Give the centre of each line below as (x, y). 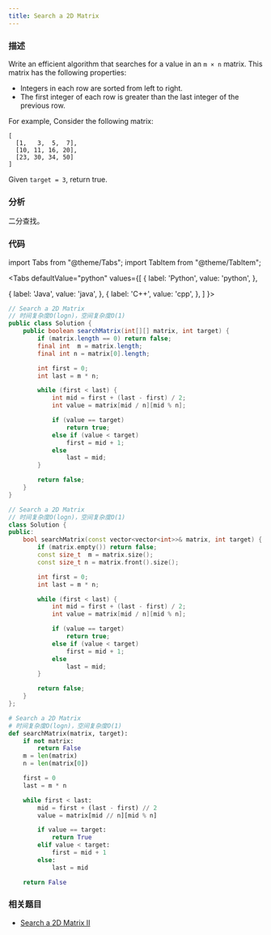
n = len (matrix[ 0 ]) (56, 764)
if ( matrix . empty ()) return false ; (97, 548)
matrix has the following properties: (68, 72)
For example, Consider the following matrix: (81, 121)
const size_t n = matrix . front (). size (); (108, 562)
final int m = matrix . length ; (90, 346)
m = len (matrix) (51, 756)
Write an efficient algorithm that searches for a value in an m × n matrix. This (135, 64)
